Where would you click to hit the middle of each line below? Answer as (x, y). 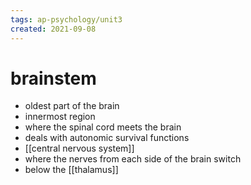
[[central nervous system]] (79, 148)
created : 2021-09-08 (53, 29)
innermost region (60, 117)
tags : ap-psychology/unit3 (66, 19)
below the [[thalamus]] (71, 170)
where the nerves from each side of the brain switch (133, 159)
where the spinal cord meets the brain (103, 127)
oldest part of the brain (72, 106)
